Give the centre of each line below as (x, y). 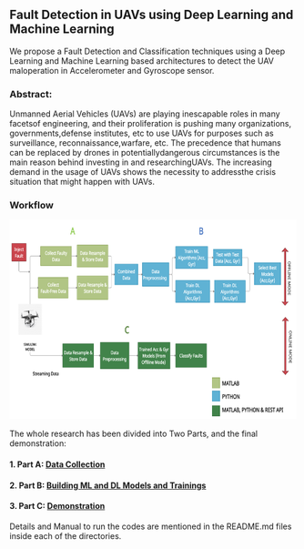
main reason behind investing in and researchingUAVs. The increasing (141, 162)
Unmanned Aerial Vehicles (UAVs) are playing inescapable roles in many (145, 114)
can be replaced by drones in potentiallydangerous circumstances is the (145, 153)
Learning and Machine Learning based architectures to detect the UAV (142, 61)
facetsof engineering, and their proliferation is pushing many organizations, (151, 124)
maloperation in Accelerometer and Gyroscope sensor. (112, 70)
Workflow (32, 206)
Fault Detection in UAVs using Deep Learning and (152, 15)
